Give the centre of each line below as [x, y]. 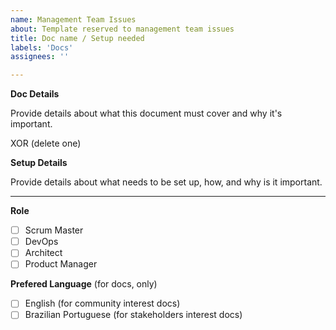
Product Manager [61, 264]
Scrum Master [54, 230]
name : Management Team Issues [73, 19]
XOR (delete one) [46, 143]
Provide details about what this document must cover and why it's [146, 113]
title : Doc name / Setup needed [77, 38]
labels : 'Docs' [42, 47]
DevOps [41, 242]
